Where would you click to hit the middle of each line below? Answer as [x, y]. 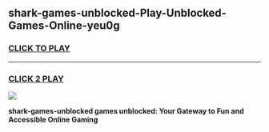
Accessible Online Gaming [53, 119]
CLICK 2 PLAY [36, 78]
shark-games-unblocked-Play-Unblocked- [117, 13]
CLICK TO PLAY [39, 49]
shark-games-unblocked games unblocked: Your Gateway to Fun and [126, 110]
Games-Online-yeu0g [64, 26]
